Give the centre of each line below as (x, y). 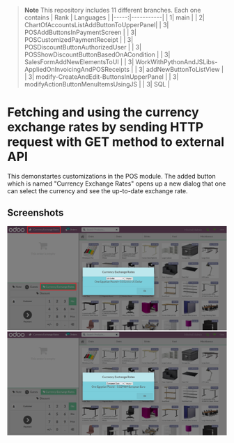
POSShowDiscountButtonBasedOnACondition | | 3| (97, 54)
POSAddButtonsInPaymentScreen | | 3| (80, 32)
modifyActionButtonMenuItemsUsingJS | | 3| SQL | (97, 84)
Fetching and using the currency (103, 113)
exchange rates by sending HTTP (106, 127)
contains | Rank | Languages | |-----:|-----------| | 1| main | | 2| (115, 17)
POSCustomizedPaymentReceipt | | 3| (79, 40)
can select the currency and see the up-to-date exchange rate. (97, 190)
